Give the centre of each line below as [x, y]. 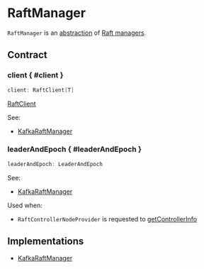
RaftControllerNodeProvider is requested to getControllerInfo [107, 219]
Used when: [25, 205]
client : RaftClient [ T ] [41, 90]
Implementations [46, 242]
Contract [27, 55]
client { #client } [35, 75]
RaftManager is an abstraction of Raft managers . [77, 33]
